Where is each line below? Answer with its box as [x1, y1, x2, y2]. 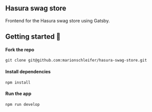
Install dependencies [5, 69, 51, 74]
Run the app [5, 91, 32, 97]
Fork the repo [5, 46, 35, 52]
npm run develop [5, 102, 40, 107]
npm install [5, 80, 31, 85]
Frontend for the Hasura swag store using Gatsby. [5, 17, 110, 23]
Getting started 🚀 [5, 33, 61, 41]
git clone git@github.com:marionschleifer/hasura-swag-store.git [5, 58, 147, 63]
